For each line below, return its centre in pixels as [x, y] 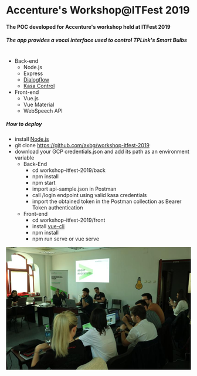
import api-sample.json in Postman [74, 189]
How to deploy [24, 124]
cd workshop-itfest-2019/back [69, 170]
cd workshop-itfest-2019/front [69, 220]
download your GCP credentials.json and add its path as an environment [102, 151]
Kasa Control [39, 86]
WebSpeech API [43, 111]
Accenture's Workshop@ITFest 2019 [98, 10]
